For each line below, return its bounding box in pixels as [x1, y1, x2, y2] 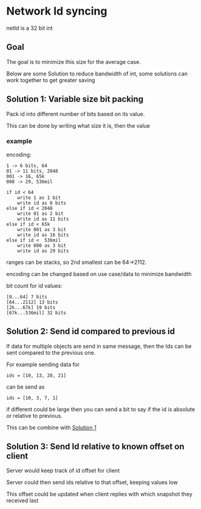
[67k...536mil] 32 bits [6, 310, 67, 316]
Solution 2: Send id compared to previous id [6, 327, 175, 337]
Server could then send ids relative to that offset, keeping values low [6, 479, 178, 486]
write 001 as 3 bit [17, 226, 67, 232]
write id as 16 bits [17, 232, 69, 238]
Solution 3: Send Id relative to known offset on [6, 441, 185, 452]
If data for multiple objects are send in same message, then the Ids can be [6, 342, 192, 350]
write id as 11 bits [17, 216, 69, 222]
